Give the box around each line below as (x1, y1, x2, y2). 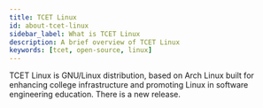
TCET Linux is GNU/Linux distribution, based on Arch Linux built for (9, 70, 255, 81)
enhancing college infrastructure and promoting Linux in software (9, 80, 249, 90)
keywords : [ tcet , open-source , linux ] (9, 46, 152, 55)
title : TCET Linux (9, 12, 77, 22)
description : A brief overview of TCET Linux (9, 37, 180, 47)
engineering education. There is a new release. (9, 89, 182, 100)
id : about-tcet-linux (9, 21, 89, 30)
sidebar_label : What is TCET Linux (9, 29, 141, 38)
